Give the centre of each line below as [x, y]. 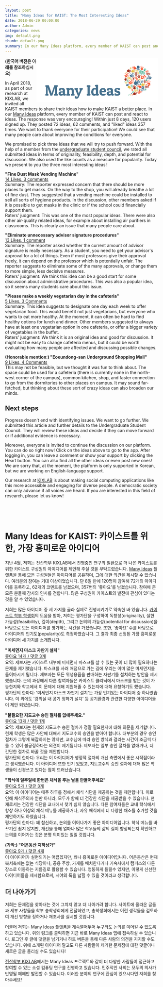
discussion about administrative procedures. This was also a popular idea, [79, 281]
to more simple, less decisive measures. [45, 271]
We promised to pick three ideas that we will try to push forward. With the [79, 144]
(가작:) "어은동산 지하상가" [30, 845]
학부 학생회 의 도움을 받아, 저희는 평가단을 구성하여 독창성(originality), [80, 615]
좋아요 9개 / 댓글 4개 [25, 851]
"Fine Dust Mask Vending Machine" [42, 174]
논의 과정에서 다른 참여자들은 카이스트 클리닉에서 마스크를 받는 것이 [87, 680]
